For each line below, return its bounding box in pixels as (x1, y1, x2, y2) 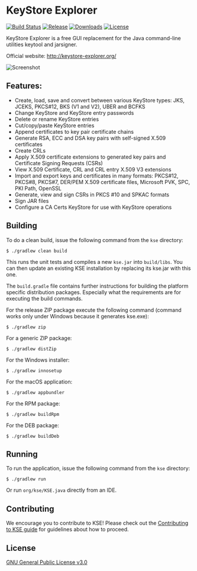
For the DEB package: (6, 421, 59, 429)
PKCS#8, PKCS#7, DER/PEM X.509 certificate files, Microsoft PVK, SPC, (14, 178, 190, 185)
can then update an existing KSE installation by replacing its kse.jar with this (6, 264, 191, 272)
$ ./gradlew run (6, 476, 46, 482)
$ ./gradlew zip (6, 324, 46, 330)
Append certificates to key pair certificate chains (14, 128, 134, 135)
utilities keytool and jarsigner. (6, 41, 77, 48)
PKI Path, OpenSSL (14, 185, 62, 192)
